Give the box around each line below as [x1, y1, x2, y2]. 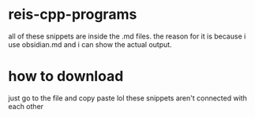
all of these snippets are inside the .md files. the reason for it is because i [8, 31, 246, 41]
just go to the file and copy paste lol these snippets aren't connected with [8, 93, 247, 103]
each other [8, 101, 44, 111]
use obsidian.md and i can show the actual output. [8, 39, 172, 49]
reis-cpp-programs [8, 5, 137, 24]
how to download [8, 68, 124, 86]
